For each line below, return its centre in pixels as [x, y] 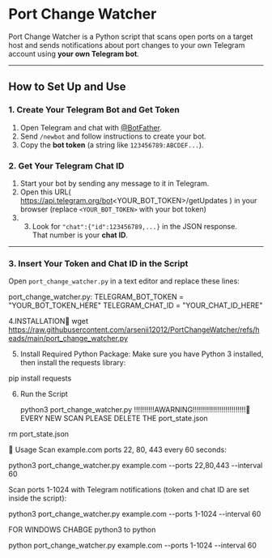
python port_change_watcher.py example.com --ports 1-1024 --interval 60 [133, 545]
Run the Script [44, 394]
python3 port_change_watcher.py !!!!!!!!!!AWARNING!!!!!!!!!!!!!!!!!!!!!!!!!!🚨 [135, 410]
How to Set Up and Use [68, 87]
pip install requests [40, 378]
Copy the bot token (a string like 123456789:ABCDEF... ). [112, 145]
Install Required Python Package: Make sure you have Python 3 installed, [142, 354]
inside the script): [38, 498]
